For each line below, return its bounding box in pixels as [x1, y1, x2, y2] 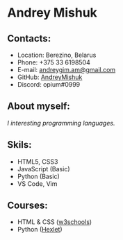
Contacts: [7, 33, 51, 44]
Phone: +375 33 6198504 [17, 58, 90, 67]
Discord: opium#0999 [17, 80, 81, 88]
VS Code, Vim [17, 179, 58, 188]
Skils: [7, 139, 33, 151]
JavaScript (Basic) [17, 164, 70, 173]
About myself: [7, 101, 71, 112]
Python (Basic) [17, 172, 60, 180]
